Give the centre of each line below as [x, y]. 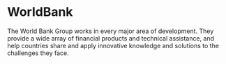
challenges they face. [38, 53]
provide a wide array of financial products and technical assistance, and [111, 38]
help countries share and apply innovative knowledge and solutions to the [113, 45]
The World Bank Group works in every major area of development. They [111, 31]
